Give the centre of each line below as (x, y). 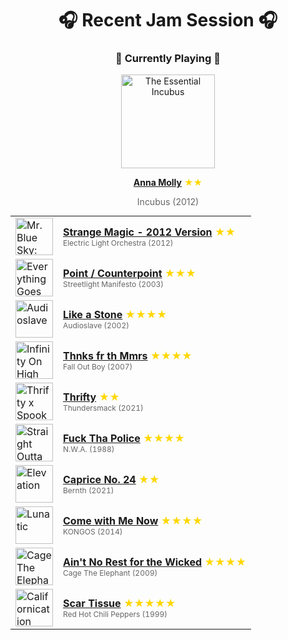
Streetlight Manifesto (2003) (113, 283)
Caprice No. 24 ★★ (111, 479)
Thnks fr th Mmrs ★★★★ (128, 355)
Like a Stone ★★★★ (115, 314)
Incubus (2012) (168, 202)
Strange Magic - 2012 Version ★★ (150, 232)
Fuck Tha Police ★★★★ (124, 438)
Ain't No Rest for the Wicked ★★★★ (155, 562)
